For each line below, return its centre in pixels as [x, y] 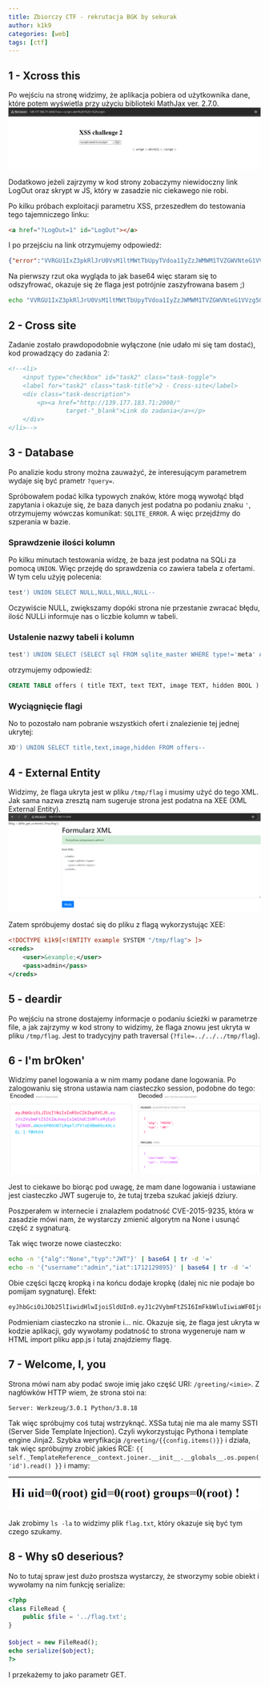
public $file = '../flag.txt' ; [75, 1617]
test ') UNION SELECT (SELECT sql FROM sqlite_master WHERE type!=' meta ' [132, 655]
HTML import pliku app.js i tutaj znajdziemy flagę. [90, 1339]
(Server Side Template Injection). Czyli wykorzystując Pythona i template [128, 1431]
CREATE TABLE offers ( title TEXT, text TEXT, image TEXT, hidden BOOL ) [134, 686]
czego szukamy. [35, 1531]
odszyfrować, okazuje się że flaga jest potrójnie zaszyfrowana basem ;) [127, 285]
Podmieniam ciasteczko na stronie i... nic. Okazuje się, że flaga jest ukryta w [134, 1322]
